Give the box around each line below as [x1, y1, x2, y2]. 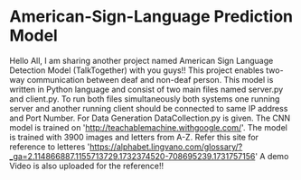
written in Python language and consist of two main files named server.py [9, 84, 284, 94]
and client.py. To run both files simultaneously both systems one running [9, 93, 280, 104]
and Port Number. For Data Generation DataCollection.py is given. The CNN [9, 112, 291, 123]
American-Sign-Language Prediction [9, 6, 294, 27]
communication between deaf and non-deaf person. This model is [26, 74, 274, 85]
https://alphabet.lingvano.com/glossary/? [89, 141, 243, 152]
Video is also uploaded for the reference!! [9, 160, 165, 171]
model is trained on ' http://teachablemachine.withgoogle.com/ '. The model [9, 121, 287, 132]
